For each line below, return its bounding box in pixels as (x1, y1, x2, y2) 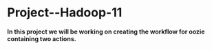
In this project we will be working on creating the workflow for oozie (7, 27, 205, 36)
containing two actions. (7, 34, 77, 42)
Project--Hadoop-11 (7, 5, 123, 21)
